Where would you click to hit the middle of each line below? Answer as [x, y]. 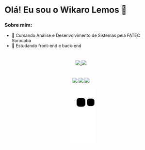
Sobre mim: [18, 25]
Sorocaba [21, 41]
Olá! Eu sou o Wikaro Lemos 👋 [66, 10]
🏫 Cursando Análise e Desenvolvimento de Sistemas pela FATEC [76, 35]
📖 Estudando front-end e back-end [46, 46]
